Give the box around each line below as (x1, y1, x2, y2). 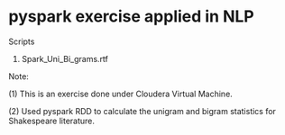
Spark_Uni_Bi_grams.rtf (21, 53, 109, 64)
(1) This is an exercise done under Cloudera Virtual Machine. (8, 88, 234, 99)
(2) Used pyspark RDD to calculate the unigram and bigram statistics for (8, 105, 277, 116)
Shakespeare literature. (8, 115, 96, 126)
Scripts (8, 36, 35, 47)
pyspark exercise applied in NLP (8, 6, 254, 27)
